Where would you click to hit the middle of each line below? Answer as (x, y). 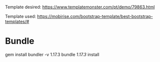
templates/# (17, 22)
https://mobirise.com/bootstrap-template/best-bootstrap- (95, 16)
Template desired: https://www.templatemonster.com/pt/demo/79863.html (80, 7)
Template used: (21, 16)
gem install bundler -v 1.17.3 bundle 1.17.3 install (52, 54)
